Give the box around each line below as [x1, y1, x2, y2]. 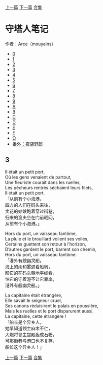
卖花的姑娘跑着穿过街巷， [5, 208, 57, 214]
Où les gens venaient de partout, [5, 174, 71, 180]
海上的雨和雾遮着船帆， [5, 263, 53, 269]
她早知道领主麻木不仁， [5, 325, 53, 331]
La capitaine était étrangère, [5, 292, 63, 298]
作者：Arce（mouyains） [5, 41, 56, 47]
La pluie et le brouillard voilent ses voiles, [5, 236, 89, 242]
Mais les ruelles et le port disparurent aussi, [5, 308, 94, 314]
